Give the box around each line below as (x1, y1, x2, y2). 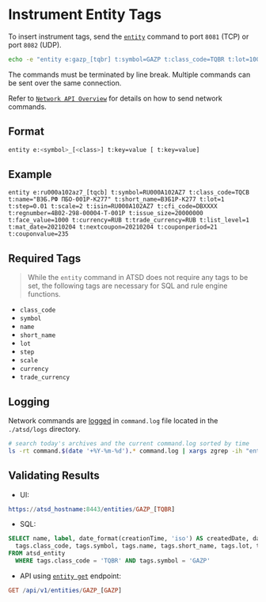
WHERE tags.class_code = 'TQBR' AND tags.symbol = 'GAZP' (15, 557, 211, 565)
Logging (8, 395, 50, 408)
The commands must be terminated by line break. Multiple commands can (8, 70, 251, 79)
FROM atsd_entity (8, 550, 66, 558)
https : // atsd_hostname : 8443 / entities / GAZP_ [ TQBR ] (8, 505, 176, 513)
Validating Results (8, 469, 101, 483)
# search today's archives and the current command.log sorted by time (8, 439, 249, 448)
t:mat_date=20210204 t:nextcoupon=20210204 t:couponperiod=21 (8, 223, 218, 231)
